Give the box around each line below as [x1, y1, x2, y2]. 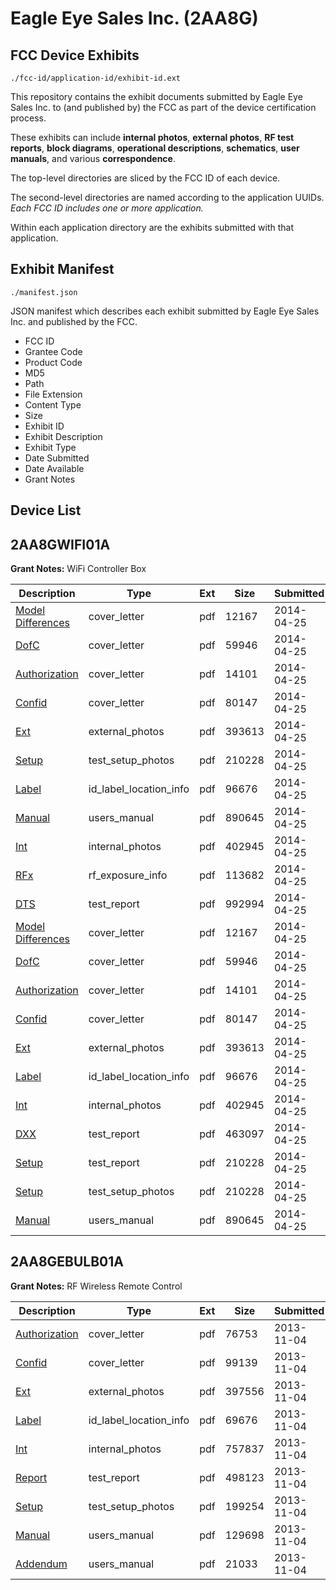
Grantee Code [24, 345, 83, 357]
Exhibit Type [24, 441, 77, 453]
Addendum [15, 1557, 68, 1571]
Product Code [24, 356, 83, 368]
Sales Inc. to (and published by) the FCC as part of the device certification [10, 102, 317, 113]
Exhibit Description [24, 430, 103, 442]
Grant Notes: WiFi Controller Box [10, 563, 147, 575]
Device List [10, 502, 82, 519]
